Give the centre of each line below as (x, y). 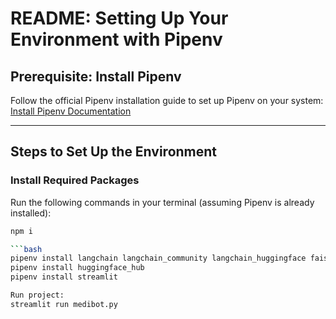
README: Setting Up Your (119, 18)
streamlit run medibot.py (64, 304)
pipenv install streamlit (64, 277)
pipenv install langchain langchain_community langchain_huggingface (158, 258)
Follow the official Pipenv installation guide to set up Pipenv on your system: (167, 100)
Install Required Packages (75, 180)
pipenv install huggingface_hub (77, 268)
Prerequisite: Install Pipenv (96, 76)
